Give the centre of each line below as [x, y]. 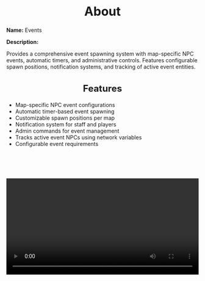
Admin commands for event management [67, 131]
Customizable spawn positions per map [65, 118]
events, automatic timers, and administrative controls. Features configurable [102, 60]
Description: [22, 42]
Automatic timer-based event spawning [65, 111]
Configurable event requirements [57, 144]
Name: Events [24, 30]
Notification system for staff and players [66, 124]
